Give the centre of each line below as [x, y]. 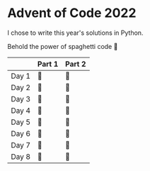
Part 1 [48, 64]
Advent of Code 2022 [72, 13]
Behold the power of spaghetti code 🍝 [63, 46]
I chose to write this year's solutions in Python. [75, 33]
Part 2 [75, 64]
